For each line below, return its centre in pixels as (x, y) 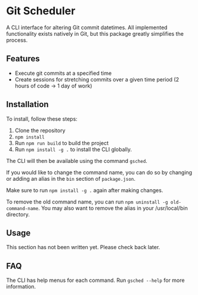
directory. (18, 214)
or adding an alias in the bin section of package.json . (71, 178)
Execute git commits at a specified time (63, 73)
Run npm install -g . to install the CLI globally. (73, 149)
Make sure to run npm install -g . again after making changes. (85, 190)
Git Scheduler (41, 11)
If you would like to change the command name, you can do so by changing (99, 172)
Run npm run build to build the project (62, 143)
